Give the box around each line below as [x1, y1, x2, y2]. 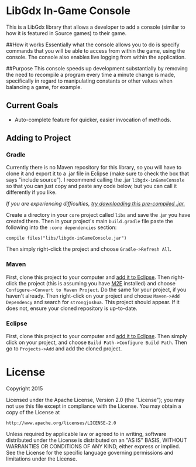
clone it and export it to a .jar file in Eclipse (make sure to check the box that [6, 170, 189, 177]
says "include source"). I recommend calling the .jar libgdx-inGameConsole [6, 176, 185, 183]
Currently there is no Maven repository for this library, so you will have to [6, 164, 182, 171]
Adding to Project [6, 133, 71, 143]
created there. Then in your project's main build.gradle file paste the [6, 218, 174, 225]
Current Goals [6, 101, 59, 111]
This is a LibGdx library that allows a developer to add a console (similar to [6, 23, 185, 30]
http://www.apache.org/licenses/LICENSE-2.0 [6, 420, 116, 426]
